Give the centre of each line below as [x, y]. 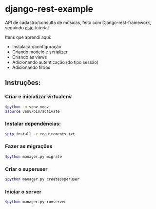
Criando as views [29, 57]
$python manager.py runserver [36, 202]
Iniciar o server [23, 191]
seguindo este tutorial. [28, 27]
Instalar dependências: [33, 124]
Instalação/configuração [37, 46]
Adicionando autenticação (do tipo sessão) [55, 62]
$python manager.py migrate [34, 157]
